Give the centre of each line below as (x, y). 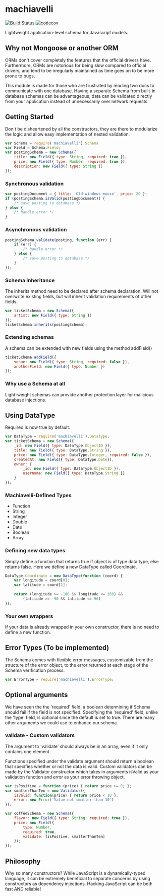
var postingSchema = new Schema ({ (41, 152)
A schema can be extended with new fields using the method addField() (79, 348)
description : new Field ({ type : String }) (58, 166)
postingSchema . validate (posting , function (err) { (58, 240)
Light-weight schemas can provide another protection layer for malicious (79, 394)
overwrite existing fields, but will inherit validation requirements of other (79, 296)
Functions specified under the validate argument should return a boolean (80, 761)
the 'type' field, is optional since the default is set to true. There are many (80, 717)
